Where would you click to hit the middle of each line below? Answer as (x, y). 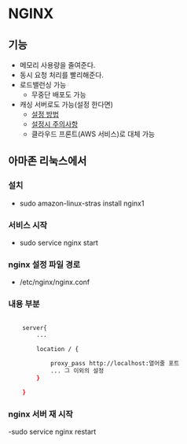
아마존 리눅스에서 (48, 161)
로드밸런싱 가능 (43, 85)
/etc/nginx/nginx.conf (55, 282)
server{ (35, 327)
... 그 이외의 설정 (77, 371)
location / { (58, 350)
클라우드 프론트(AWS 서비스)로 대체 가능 (93, 134)
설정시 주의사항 (55, 124)
